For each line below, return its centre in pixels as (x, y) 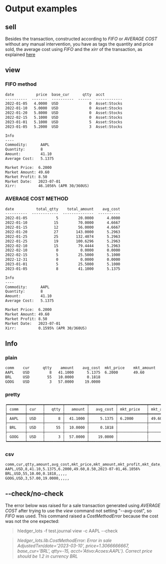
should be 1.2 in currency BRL (47, 556)
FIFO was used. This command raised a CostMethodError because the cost (82, 516)
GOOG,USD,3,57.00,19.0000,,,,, (37, 478)
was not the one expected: (32, 521)
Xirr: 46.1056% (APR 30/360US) (47, 186)
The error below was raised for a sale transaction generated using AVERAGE (83, 506)
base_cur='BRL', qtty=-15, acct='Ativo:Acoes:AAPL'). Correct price (85, 551)
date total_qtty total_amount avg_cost (63, 209)
